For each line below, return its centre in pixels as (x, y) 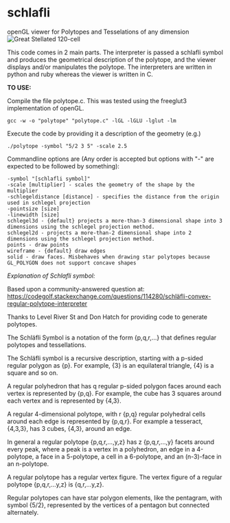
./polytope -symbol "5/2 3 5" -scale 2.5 (67, 146)
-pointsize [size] (33, 209)
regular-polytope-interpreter (47, 303)
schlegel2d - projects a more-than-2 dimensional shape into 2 (100, 233)
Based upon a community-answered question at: (76, 289)
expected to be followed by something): (64, 166)
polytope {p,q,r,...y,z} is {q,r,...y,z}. (56, 484)
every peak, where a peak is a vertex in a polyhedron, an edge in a (101, 449)
